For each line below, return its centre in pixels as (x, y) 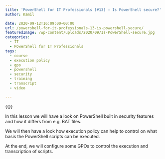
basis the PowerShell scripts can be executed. (53, 136)
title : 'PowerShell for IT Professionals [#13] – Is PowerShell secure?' (83, 10)
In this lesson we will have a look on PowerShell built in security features (80, 116)
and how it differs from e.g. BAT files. (43, 121)
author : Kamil (20, 14)
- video (18, 88)
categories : (17, 37)
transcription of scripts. (29, 151)
